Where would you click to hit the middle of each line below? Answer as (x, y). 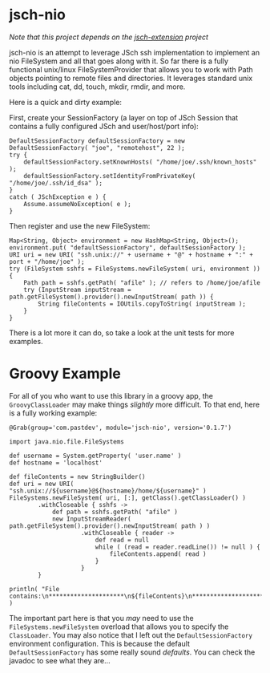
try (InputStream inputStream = (77, 290)
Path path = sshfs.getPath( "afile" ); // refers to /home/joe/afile (142, 282)
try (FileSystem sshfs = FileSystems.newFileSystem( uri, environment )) (135, 269)
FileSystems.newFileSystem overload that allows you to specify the (119, 626)
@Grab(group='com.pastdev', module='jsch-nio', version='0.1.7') (120, 428)
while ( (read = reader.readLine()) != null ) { (178, 547)
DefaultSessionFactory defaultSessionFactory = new (97, 141)
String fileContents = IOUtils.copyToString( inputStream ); (142, 304)
